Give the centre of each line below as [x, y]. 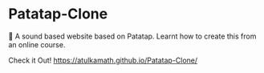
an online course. [37, 44]
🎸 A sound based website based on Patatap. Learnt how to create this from [132, 36]
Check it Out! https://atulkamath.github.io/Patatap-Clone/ [103, 60]
